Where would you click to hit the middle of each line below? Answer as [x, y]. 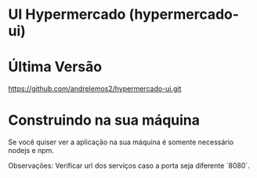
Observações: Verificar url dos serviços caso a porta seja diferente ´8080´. [129, 165]
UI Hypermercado [67, 15]
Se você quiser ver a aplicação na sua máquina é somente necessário [121, 142]
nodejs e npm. [31, 151]
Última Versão [55, 67]
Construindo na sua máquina [104, 120]
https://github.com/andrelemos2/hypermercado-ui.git [95, 89]
